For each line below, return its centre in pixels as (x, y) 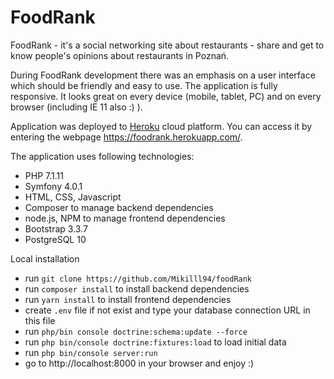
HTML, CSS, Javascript (73, 197)
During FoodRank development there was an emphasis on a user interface (163, 75)
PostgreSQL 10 (55, 239)
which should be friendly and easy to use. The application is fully (144, 85)
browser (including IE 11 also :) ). (76, 107)
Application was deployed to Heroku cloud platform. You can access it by (161, 126)
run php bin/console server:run (91, 352)
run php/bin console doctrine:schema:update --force (136, 331)
